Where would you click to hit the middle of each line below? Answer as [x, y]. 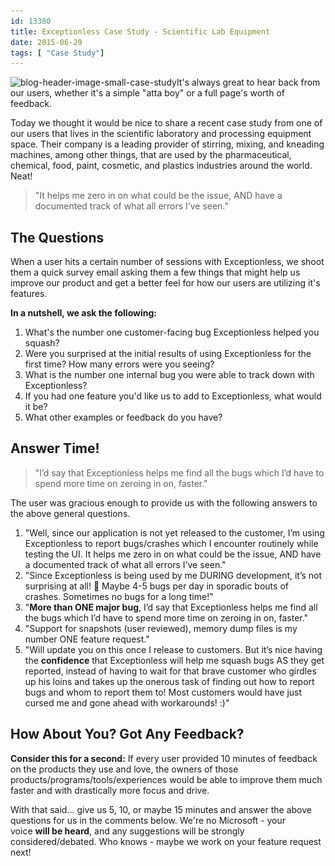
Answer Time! [55, 448]
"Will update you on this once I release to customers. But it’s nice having [173, 649]
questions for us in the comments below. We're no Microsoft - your [148, 820]
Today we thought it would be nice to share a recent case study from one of [166, 123]
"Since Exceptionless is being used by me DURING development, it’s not [173, 575]
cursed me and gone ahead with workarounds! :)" [127, 702]
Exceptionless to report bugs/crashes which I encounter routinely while [171, 543]
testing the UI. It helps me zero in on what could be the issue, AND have [173, 554]
